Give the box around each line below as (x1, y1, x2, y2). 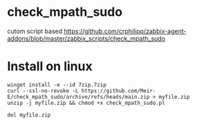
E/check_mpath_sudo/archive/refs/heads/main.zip (7, 93, 150, 100)
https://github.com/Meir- (81, 87, 156, 94)
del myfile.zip (7, 111, 51, 118)
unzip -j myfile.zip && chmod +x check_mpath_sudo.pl (7, 99, 166, 106)
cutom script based (7, 27, 63, 35)
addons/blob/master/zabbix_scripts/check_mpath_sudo (7, 34, 166, 42)
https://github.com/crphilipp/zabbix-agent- (64, 27, 187, 35)
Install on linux (7, 59, 93, 75)
